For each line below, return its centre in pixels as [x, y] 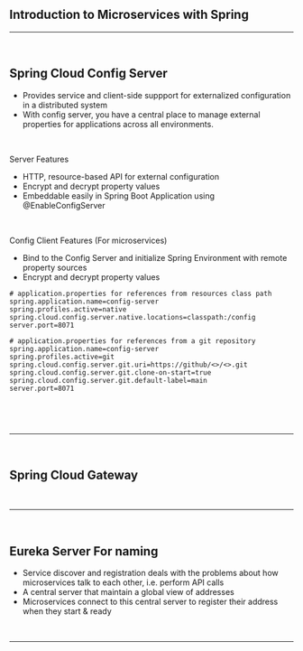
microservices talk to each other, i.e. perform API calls [123, 582]
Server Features [39, 159]
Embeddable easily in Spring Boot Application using [118, 195]
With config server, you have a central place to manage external [141, 114]
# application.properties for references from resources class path [141, 293]
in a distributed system [65, 105]
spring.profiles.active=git [62, 357]
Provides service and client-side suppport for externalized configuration [156, 95]
